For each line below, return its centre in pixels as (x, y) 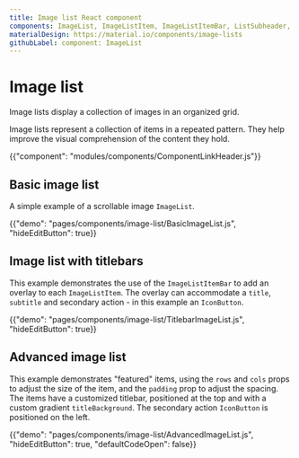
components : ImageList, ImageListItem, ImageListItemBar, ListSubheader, (150, 26)
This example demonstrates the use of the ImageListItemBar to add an (139, 283)
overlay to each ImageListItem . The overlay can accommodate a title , (141, 292)
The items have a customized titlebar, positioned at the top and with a (138, 398)
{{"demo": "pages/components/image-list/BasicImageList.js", (123, 224)
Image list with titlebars (76, 261)
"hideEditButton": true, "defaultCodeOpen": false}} (103, 444)
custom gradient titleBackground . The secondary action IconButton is (139, 407)
